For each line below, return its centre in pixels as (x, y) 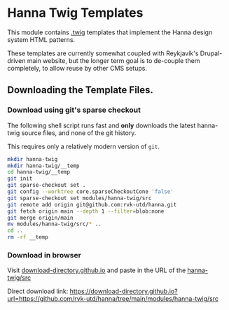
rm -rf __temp (28, 237)
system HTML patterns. (41, 39)
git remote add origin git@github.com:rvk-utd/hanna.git (92, 204)
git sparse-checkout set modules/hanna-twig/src (79, 198)
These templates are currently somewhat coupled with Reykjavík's (103, 53)
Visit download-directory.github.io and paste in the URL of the (97, 270)
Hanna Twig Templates (75, 13)
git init (20, 179)
